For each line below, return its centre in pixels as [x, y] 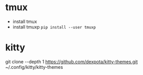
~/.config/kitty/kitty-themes [34, 67]
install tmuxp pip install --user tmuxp [54, 27]
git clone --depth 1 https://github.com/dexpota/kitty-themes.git [71, 61]
